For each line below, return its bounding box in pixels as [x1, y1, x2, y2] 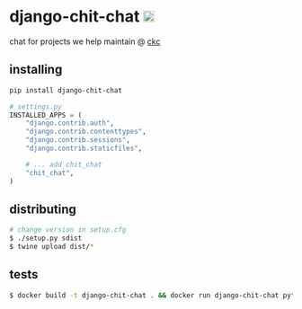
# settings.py [9, 102, 63, 111]
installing [9, 62, 63, 77]
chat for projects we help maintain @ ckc [9, 36, 161, 47]
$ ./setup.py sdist [9, 234, 83, 243]
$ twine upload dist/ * [9, 243, 94, 252]
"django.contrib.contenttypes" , [25, 128, 147, 137]
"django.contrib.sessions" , [25, 136, 130, 145]
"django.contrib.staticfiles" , [25, 144, 143, 153]
